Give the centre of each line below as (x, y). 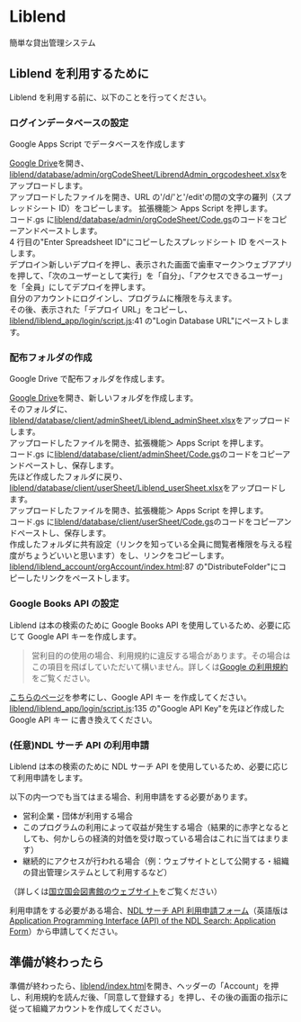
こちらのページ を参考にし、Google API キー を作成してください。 (130, 697)
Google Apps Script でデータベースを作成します (97, 144)
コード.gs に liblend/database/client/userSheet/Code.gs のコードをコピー (143, 522)
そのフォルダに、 (41, 409)
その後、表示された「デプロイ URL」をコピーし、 (101, 310)
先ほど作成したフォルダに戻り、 (68, 477)
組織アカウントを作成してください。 (99, 1008)
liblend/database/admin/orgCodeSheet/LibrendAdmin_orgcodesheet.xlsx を (149, 175)
